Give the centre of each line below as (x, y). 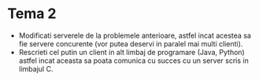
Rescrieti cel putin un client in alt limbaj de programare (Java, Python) (131, 52)
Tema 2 (32, 14)
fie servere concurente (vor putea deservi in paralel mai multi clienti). (131, 43)
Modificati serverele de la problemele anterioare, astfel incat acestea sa (135, 35)
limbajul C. (36, 68)
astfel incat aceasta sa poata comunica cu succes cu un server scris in (133, 61)
